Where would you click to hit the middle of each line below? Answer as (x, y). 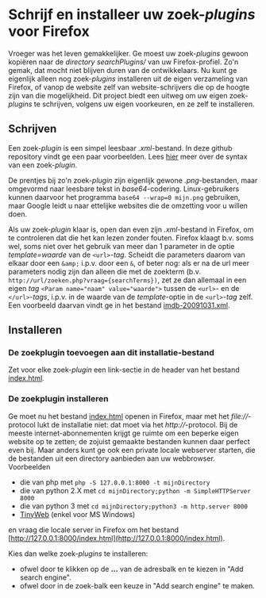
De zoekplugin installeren (58, 399)
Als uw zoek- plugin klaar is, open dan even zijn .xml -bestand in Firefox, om (131, 229)
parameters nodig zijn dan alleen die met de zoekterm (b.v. (104, 271)
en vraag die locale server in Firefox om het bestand (94, 530)
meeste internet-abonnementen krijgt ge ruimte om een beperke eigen (124, 433)
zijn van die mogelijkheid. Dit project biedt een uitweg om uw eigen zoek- (128, 95)
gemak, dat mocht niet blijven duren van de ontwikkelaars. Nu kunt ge (123, 70)
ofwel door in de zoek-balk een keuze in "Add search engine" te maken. (137, 585)
